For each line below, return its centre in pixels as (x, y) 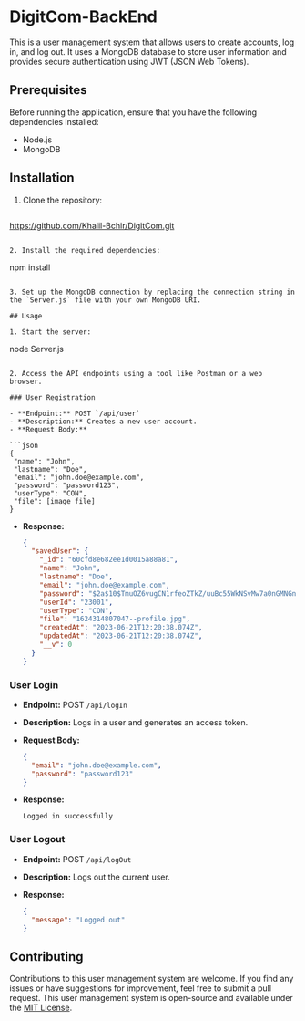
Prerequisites (48, 90)
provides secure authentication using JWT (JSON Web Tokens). (129, 61)
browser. (26, 381)
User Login (34, 684)
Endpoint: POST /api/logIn (75, 704)
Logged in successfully (68, 817)
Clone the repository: (62, 200)
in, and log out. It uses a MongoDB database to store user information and (148, 51)
